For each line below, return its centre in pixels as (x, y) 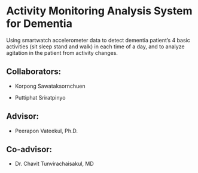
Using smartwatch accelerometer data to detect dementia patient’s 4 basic (98, 40)
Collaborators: (34, 72)
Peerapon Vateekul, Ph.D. (46, 131)
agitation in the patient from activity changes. (62, 52)
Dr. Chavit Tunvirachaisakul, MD (54, 164)
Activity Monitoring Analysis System (99, 11)
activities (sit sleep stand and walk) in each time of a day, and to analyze (95, 47)
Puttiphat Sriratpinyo (40, 97)
